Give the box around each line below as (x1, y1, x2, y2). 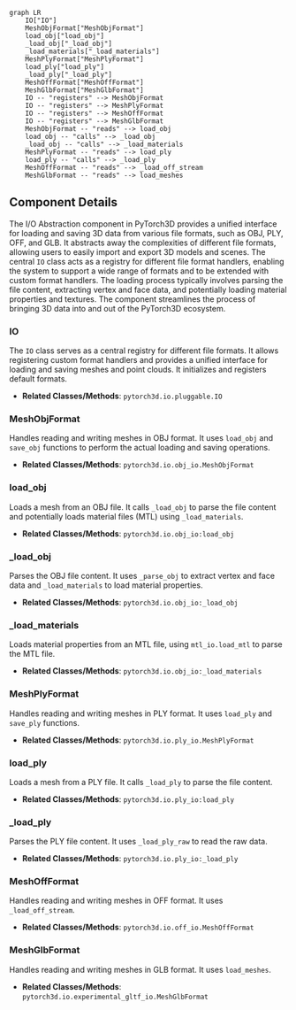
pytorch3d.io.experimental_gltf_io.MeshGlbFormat (21, 992, 209, 1001)
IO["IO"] (25, 16, 57, 25)
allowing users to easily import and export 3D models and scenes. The (9, 246, 266, 257)
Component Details (9, 195, 118, 210)
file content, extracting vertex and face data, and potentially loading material (9, 284, 287, 295)
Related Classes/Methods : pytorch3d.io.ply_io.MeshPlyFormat (21, 735, 254, 745)
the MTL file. (9, 649, 56, 659)
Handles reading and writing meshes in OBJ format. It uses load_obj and (9, 433, 274, 443)
